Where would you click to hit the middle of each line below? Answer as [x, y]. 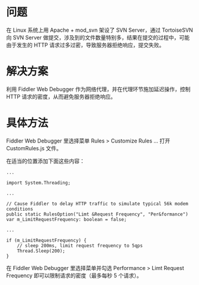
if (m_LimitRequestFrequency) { [46, 240]
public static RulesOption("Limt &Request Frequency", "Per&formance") [97, 214]
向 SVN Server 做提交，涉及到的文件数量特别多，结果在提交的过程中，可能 [98, 37]
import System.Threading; [38, 183]
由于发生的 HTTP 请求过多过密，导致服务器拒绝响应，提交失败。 [85, 45]
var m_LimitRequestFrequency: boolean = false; [67, 219]
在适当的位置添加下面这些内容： [45, 161]
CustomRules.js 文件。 [34, 148]
